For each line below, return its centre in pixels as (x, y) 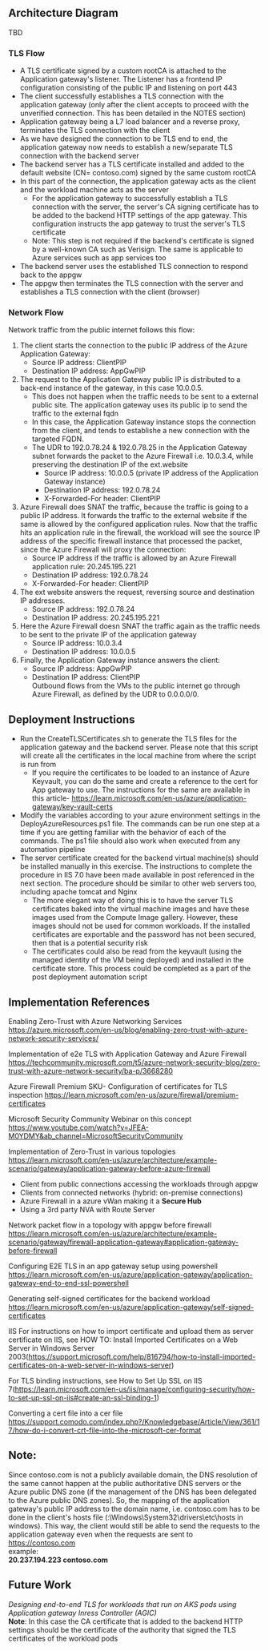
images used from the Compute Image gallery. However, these (135, 918)
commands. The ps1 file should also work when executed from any (130, 841)
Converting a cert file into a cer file (66, 1413)
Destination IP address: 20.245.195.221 (96, 618)
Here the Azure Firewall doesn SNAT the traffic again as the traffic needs (140, 626)
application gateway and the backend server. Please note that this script (139, 747)
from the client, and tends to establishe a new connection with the (141, 431)
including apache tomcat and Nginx (78, 892)
